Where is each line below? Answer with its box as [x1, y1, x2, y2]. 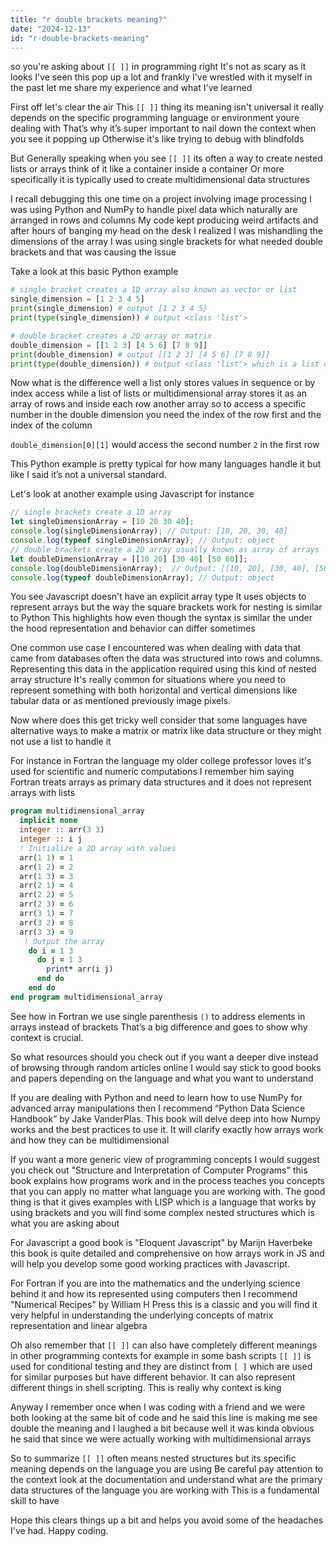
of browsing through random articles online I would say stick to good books [10, 1061, 322, 1073]
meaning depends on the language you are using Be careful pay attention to [10, 1462, 324, 1475]
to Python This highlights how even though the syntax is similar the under [10, 612, 313, 624]
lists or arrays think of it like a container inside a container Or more [10, 163, 285, 175]
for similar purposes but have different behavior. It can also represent [10, 1371, 296, 1383]
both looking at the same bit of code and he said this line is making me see [10, 1411, 318, 1423]
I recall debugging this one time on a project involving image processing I [10, 193, 312, 205]
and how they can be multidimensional [10, 1134, 170, 1146]
